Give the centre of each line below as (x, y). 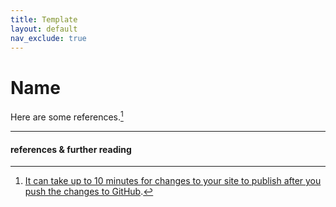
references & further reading (71, 149)
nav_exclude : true (48, 38)
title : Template (44, 19)
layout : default (44, 29)
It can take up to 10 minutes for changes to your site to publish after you (173, 181)
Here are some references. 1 (67, 116)
